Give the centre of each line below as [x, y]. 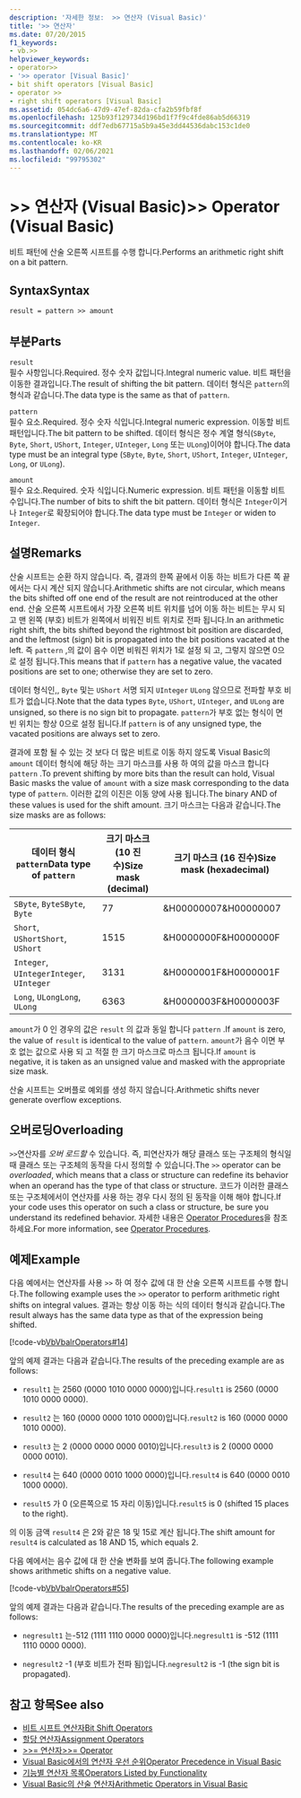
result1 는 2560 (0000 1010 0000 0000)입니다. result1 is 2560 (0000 [150, 1389]
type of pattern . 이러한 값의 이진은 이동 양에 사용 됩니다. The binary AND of [143, 793]
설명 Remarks [46, 553]
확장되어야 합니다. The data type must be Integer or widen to [166, 512]
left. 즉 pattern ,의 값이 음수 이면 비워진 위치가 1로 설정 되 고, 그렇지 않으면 [140, 650]
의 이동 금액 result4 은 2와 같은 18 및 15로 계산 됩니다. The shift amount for [142, 1532]
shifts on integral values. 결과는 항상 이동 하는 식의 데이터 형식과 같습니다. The [147, 1305]
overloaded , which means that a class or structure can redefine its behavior [149, 1174]
